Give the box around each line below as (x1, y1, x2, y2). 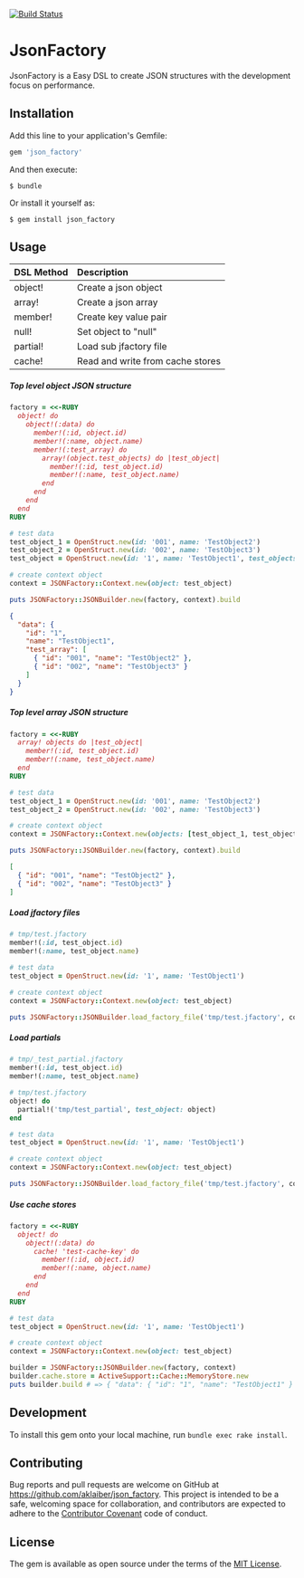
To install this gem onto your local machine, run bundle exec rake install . (9, 1429, 288, 1439)
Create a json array (76, 296, 158, 309)
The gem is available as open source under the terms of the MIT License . (9, 1558, 282, 1570)
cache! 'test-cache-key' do (33, 1247, 140, 1256)
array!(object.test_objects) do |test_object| (42, 454, 221, 463)
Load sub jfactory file (76, 340, 167, 353)
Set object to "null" (76, 326, 157, 339)
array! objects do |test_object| (17, 738, 144, 747)
